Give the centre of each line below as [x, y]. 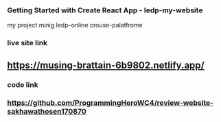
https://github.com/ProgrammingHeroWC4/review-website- [110, 103]
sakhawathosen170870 [47, 112]
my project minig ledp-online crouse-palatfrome [75, 25]
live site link [27, 43]
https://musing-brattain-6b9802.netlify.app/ [106, 65]
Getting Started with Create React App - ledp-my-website [105, 10]
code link [23, 84]
